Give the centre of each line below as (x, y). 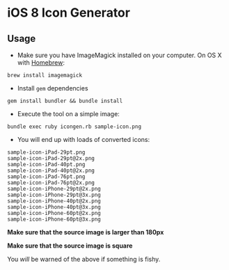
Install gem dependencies (53, 88)
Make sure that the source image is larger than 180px (86, 232)
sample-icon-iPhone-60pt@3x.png (54, 219)
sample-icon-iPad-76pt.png (46, 177)
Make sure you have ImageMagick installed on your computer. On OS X (119, 55)
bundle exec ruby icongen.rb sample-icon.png (74, 127)
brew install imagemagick (45, 75)
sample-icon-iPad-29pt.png (46, 152)
